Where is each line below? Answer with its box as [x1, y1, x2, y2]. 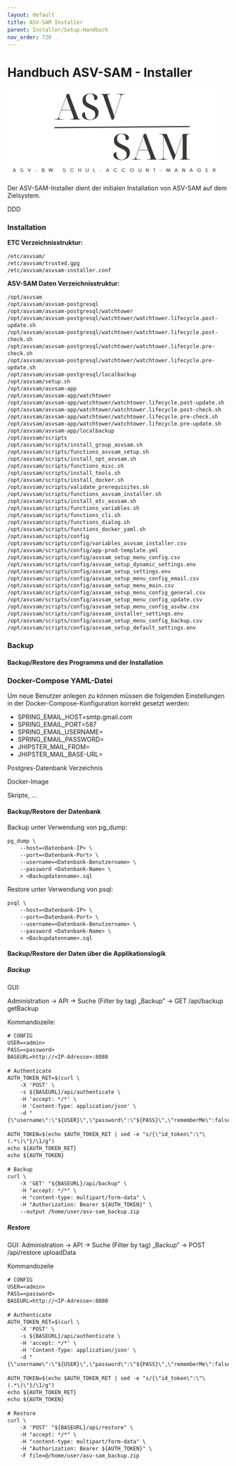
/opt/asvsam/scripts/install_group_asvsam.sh [7, 442, 143, 449]
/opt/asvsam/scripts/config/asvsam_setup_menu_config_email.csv [7, 575, 199, 582]
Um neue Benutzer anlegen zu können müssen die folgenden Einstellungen [7, 691, 225, 700]
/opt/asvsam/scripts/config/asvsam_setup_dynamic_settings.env [7, 561, 197, 568]
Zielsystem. [7, 191, 41, 200]
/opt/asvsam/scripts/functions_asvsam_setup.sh [7, 449, 150, 456]
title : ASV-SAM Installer [7, 18, 83, 26]
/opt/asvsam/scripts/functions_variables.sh [7, 505, 140, 512]
